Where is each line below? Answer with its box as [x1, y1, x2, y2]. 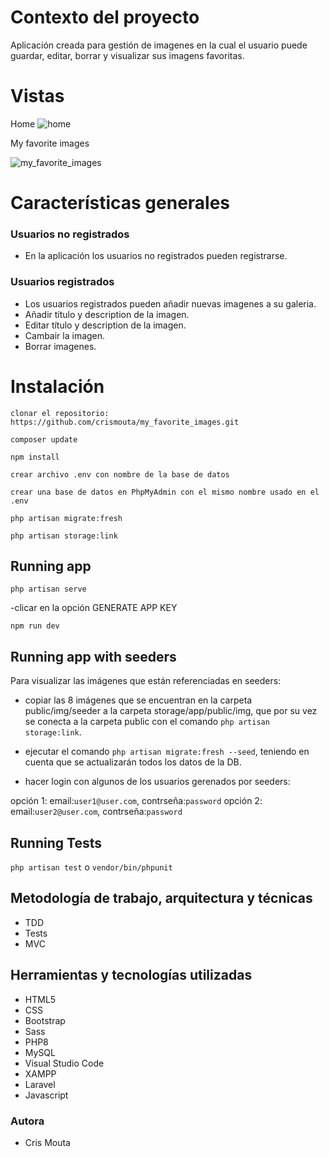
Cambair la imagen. [24, 329, 106, 341]
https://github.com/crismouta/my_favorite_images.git [10, 417, 240, 427]
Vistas [10, 85, 65, 108]
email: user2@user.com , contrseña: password [10, 806, 183, 818]
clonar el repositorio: [10, 408, 110, 418]
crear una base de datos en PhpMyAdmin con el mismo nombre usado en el [10, 487, 320, 497]
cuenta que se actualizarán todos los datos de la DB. [24, 756, 242, 768]
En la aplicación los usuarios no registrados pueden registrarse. [24, 250, 288, 262]
